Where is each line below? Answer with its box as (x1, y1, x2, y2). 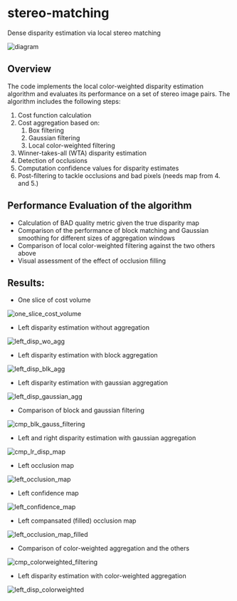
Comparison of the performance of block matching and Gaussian (17, 226, 209, 234)
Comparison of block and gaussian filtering (17, 406, 144, 414)
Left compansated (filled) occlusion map (17, 516, 137, 525)
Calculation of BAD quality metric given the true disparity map (17, 219, 199, 227)
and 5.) (17, 179, 39, 187)
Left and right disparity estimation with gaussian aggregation (17, 434, 196, 442)
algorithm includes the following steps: (7, 97, 121, 105)
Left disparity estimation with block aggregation (17, 351, 158, 360)
